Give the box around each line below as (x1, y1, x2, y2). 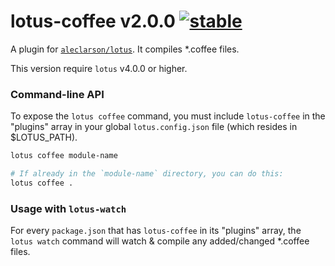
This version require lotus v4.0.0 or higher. (10, 62, 188, 74)
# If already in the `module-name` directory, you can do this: (10, 169, 284, 179)
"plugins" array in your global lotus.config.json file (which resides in (10, 121, 298, 133)
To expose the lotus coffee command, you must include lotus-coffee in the (10, 110, 326, 122)
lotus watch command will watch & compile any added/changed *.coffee (10, 235, 310, 247)
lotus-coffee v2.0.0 (10, 10, 176, 33)
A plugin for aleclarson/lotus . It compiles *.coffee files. (10, 43, 240, 55)
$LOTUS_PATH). (10, 131, 78, 144)
